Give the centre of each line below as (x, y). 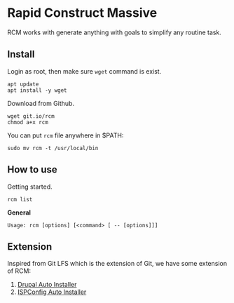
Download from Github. (41, 103)
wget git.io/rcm (31, 116)
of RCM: (19, 271)
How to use (32, 170)
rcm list (20, 199)
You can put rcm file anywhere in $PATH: (66, 135)
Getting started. (30, 187)
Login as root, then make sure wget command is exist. (84, 71)
